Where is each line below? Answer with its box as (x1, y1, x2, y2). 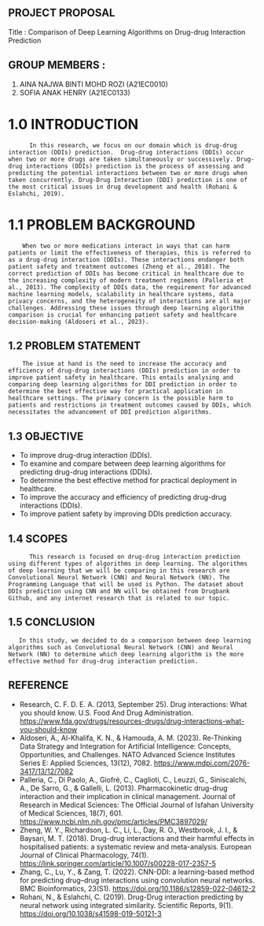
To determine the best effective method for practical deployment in (19, 476, 237, 485)
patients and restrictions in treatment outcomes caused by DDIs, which (8, 401, 251, 409)
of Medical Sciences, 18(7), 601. (19, 808, 123, 818)
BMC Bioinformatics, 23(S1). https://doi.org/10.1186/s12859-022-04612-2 (19, 883, 256, 893)
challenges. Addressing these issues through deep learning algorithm (8, 303, 244, 312)
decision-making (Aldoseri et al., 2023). (8, 318, 149, 325)
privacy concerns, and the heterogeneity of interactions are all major (8, 297, 251, 305)
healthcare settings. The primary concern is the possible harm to (8, 394, 234, 403)
